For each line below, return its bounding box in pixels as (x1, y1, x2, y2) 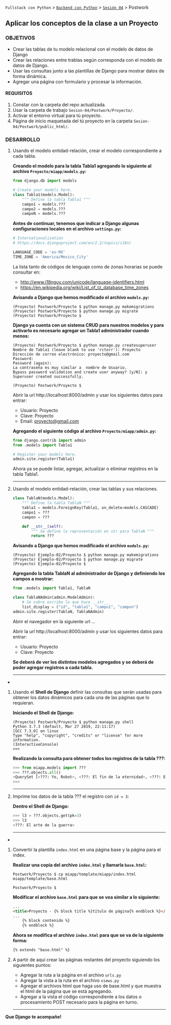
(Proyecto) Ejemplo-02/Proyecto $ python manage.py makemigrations (12, 552, 159, 558)
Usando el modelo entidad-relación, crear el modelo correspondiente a (12, 148, 162, 154)
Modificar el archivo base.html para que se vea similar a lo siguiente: (12, 894, 160, 900)
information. (12, 737, 41, 742)
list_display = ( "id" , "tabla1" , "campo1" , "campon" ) (22, 604, 138, 609)
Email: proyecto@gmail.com (20, 418, 79, 424)
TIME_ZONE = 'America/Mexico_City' (12, 254, 89, 259)
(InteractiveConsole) (12, 742, 59, 747)
